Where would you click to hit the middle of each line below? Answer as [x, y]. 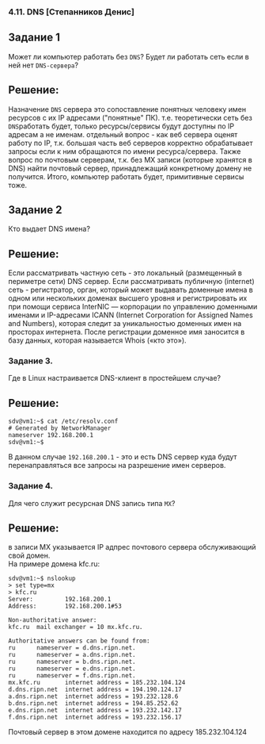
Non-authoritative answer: [53, 620]
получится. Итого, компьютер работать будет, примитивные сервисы [126, 176]
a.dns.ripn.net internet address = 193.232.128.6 [93, 696]
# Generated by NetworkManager [60, 428]
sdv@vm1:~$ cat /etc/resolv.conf [63, 422]
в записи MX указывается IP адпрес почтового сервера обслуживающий [132, 547]
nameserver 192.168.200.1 [51, 435]
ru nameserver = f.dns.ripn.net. [72, 676]
